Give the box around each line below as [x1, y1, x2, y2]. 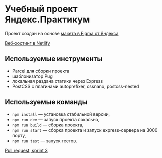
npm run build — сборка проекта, [12, 122, 84, 128]
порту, [12, 132, 26, 138]
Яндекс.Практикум [5, 14, 90, 25]
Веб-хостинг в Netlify [5, 40, 50, 46]
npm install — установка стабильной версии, [12, 111, 110, 117]
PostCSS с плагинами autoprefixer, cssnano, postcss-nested [12, 83, 139, 89]
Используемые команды [5, 98, 88, 106]
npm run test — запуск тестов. [12, 138, 77, 144]
